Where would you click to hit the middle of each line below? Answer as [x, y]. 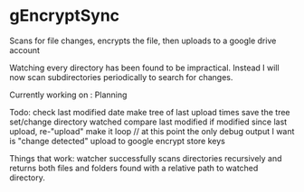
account [25, 50]
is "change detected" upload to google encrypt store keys [118, 141]
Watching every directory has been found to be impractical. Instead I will [144, 68]
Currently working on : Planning [68, 95]
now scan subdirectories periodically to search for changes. [121, 77]
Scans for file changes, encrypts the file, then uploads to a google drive [143, 41]
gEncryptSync [65, 16]
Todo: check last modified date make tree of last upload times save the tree [150, 112]
